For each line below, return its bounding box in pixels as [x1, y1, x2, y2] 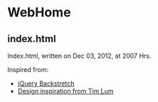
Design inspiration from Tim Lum [17, 87, 114, 95]
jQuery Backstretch [17, 79, 75, 88]
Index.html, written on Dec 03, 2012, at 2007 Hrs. [7, 51, 152, 60]
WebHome [7, 4, 71, 21]
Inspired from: [7, 66, 49, 73]
